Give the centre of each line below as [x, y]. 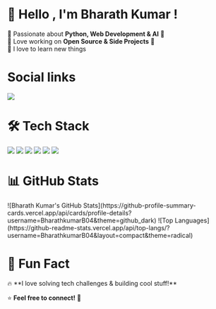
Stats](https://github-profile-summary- [140, 205]
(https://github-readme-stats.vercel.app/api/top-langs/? [89, 227]
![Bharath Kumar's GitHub [45, 205]
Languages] [192, 220]
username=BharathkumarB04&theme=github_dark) [82, 220]
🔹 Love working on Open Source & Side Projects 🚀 [81, 41]
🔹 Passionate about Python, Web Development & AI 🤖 [86, 34]
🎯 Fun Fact [38, 264]
